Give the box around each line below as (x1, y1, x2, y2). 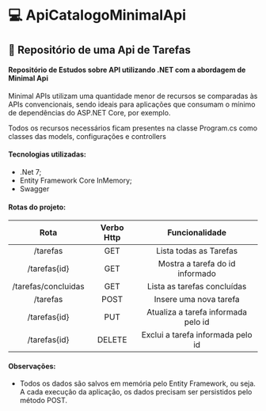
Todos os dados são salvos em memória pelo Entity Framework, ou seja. (19, 379, 256, 388)
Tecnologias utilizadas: (8, 149, 87, 159)
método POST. (19, 396, 68, 405)
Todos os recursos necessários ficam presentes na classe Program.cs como (8, 123, 258, 133)
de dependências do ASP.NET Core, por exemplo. (8, 107, 171, 117)
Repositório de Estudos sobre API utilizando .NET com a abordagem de (8, 65, 246, 75)
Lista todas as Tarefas (155, 246, 238, 257)
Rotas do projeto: (8, 202, 66, 212)
